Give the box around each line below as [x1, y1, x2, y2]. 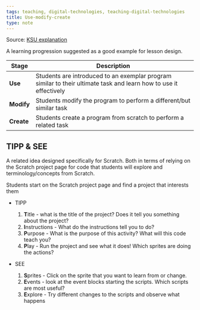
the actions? [23, 249, 54, 256]
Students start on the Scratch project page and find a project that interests [6, 181, 189, 188]
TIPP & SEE [6, 141, 48, 151]
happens [23, 297, 46, 305]
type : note [6, 20, 33, 26]
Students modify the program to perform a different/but [35, 97, 190, 105]
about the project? [23, 217, 69, 224]
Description [96, 62, 130, 70]
